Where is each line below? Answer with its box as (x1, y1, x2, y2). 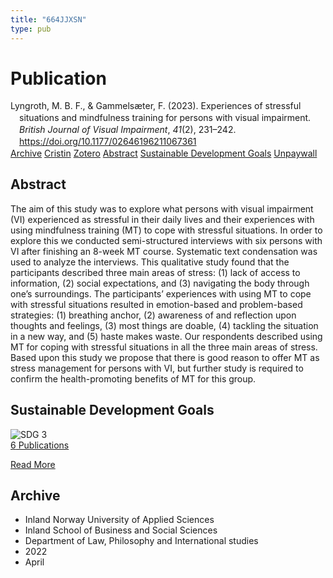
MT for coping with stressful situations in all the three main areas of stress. (10, 341, 318, 353)
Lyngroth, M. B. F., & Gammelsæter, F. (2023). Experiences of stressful (10, 100, 302, 112)
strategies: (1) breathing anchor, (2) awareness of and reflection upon (10, 309, 297, 321)
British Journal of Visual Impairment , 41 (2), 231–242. (19, 124, 237, 136)
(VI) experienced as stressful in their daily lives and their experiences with (10, 213, 315, 225)
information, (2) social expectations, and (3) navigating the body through (10, 277, 310, 289)
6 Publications (10, 439, 70, 451)
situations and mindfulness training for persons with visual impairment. (19, 112, 312, 124)
